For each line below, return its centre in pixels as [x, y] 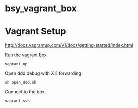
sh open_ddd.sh [21, 83]
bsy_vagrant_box [41, 9]
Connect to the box [25, 92]
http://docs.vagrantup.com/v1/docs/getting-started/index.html [69, 45]
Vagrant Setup [36, 32]
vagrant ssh [17, 101]
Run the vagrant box [26, 55]
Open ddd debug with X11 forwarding [43, 73]
